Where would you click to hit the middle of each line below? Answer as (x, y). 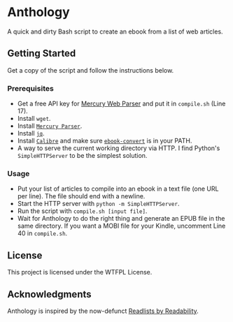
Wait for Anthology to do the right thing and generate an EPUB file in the (121, 219)
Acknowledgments (50, 294)
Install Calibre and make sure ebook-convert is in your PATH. (105, 141)
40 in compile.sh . (42, 233)
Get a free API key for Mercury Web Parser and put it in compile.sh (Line (121, 104)
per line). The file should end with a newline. (81, 196)
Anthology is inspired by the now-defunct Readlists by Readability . (103, 311)
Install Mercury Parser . (50, 126)
